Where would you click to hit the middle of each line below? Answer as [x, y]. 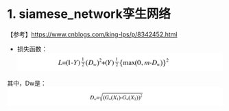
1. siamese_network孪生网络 [89, 14]
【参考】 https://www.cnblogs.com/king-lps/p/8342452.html [92, 34]
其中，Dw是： [27, 84]
